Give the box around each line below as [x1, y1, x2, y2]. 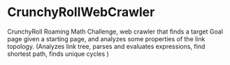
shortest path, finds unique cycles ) [7, 50, 110, 58]
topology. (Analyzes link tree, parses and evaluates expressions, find [7, 42, 206, 50]
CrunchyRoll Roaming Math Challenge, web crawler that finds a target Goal [7, 27, 224, 36]
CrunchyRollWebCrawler [7, 4, 155, 20]
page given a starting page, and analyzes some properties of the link [7, 34, 206, 43]
